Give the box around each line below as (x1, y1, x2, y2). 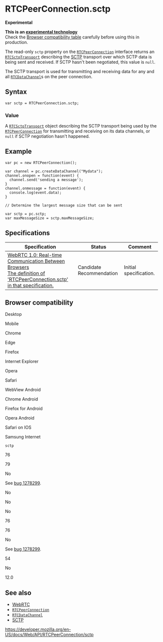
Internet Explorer (5, 359, 39, 365)
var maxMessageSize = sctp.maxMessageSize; (5, 216, 95, 220)
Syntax (5, 88, 27, 96)
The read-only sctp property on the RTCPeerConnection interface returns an (5, 49, 155, 55)
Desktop (5, 312, 22, 317)
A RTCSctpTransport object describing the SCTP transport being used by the (5, 123, 157, 129)
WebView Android (5, 387, 41, 393)
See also (5, 588, 32, 597)
